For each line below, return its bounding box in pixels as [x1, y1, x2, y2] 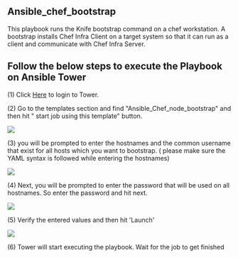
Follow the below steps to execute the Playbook [7, 60, 222, 72]
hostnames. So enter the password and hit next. [7, 188, 148, 197]
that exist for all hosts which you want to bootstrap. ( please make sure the [7, 146, 226, 155]
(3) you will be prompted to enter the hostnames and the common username [7, 139, 231, 147]
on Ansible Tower [7, 71, 87, 84]
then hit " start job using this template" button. [7, 112, 143, 120]
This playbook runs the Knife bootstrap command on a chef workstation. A [7, 24, 226, 33]
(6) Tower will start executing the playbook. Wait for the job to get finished [7, 242, 225, 251]
